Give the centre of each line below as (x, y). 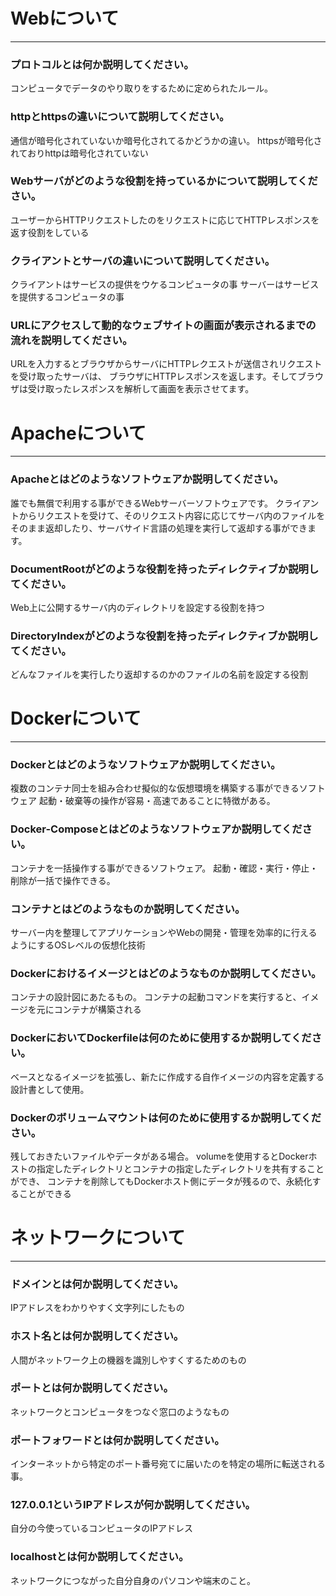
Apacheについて (78, 433)
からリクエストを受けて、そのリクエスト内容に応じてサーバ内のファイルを (172, 515)
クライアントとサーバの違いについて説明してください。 (143, 261)
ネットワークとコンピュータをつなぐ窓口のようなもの (120, 1411)
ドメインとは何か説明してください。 (97, 1284)
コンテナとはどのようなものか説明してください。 (128, 909)
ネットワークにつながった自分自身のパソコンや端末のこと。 (133, 1580)
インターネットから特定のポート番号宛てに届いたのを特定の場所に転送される (168, 1464)
